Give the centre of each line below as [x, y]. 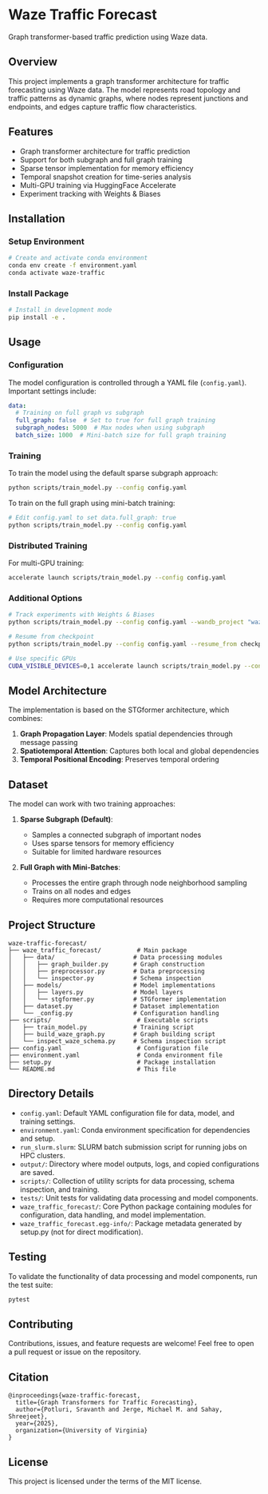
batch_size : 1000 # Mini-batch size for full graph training [121, 436]
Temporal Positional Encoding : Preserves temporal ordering [119, 759]
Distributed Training [48, 545]
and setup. [37, 1138]
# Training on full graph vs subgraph [80, 413]
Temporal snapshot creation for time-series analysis [105, 177]
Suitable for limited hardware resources [97, 852]
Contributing [41, 1324]
